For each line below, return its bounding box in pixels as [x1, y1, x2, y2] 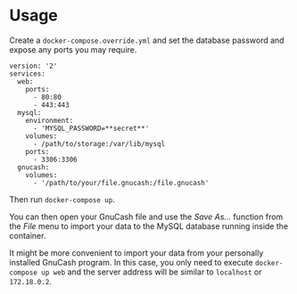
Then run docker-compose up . [9, 193, 116, 205]
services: [9, 69, 46, 78]
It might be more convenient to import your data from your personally [9, 247, 264, 258]
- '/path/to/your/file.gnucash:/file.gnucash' [32, 178, 210, 187]
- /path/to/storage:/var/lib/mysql [32, 139, 166, 148]
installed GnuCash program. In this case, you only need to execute [9, 257, 253, 267]
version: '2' [9, 61, 58, 70]
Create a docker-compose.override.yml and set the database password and [9, 35, 285, 45]
